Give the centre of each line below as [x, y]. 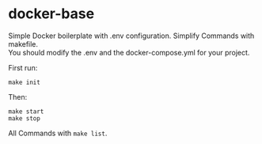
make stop [25, 118]
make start [26, 112]
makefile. [23, 44]
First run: [23, 67]
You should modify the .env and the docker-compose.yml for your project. [129, 52]
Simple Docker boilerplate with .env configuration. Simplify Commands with [131, 36]
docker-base [51, 14]
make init [25, 82]
